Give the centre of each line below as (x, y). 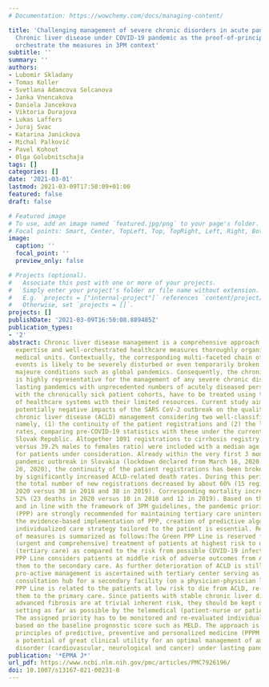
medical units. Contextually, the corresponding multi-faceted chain (134, 358)
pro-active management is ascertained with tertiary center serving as (138, 573)
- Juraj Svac (30, 127)
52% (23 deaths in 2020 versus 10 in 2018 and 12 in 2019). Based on (134, 499)
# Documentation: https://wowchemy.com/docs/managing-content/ (116, 16)
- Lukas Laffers (35, 120)
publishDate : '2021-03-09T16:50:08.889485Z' (84, 320)
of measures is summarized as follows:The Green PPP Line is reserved (136, 536)
